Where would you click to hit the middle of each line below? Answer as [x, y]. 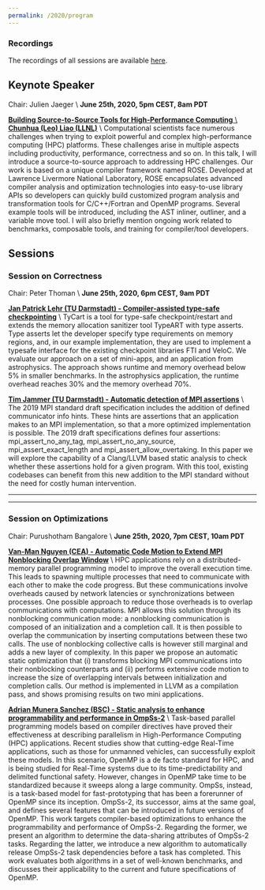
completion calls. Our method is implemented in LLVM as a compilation [123, 685]
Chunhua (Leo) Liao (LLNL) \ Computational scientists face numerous [121, 128]
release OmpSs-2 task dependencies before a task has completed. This [125, 852]
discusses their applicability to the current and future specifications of [122, 869]
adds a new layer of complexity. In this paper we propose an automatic [123, 652]
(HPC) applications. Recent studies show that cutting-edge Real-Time [121, 743]
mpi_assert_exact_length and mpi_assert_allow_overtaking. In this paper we [131, 450]
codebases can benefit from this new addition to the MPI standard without [129, 475]
